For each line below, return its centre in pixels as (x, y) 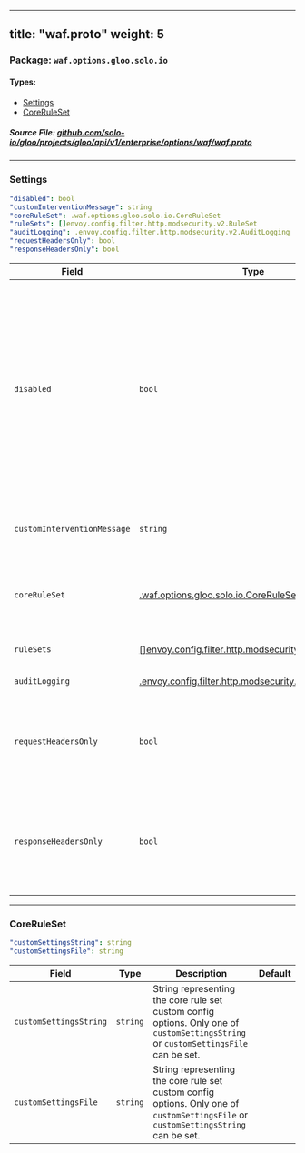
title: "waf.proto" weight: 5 (87, 34)
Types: (23, 82)
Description (202, 973)
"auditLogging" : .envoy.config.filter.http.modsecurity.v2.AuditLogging (150, 233)
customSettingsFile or (201, 1115)
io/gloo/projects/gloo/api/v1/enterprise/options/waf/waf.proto (131, 143)
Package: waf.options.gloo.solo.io (89, 60)
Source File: (33, 133)
